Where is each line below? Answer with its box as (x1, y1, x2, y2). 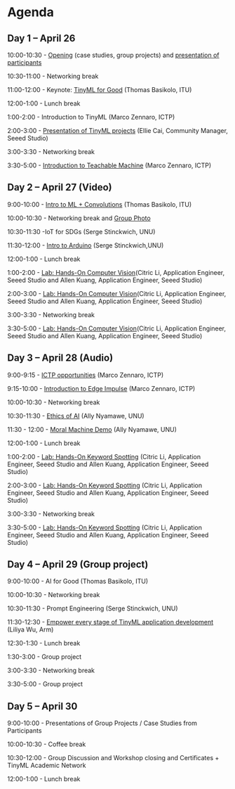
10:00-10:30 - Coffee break (7, 740, 86, 749)
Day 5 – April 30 (7, 700, 78, 712)
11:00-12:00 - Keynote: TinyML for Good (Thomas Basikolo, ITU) (7, 86, 192, 94)
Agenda (7, 4, 54, 20)
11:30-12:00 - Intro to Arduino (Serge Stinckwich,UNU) (7, 240, 164, 250)
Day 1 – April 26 (7, 32, 76, 44)
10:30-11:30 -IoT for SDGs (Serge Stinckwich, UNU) (7, 227, 156, 236)
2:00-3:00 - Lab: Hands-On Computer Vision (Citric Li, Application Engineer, (7, 289, 227, 297)
